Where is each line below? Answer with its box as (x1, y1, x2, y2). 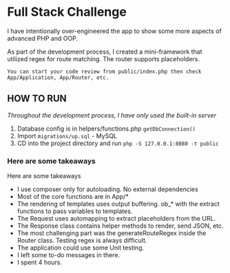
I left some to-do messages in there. (17, 251, 121, 259)
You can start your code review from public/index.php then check (7, 68, 202, 75)
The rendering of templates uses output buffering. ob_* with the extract (17, 200, 220, 208)
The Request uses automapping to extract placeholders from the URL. (17, 215, 216, 223)
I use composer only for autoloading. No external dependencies (17, 185, 198, 193)
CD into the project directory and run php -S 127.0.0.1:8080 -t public (17, 139, 219, 147)
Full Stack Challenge (7, 4, 127, 20)
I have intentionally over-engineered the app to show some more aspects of (7, 27, 222, 35)
